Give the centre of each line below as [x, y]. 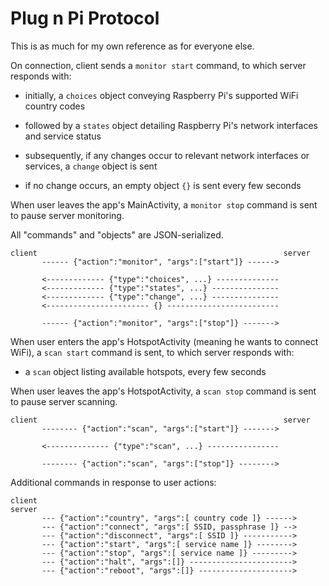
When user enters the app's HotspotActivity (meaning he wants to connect [164, 341]
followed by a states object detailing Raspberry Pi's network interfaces [171, 125]
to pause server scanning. [64, 401]
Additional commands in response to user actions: [113, 482]
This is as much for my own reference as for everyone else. [132, 46]
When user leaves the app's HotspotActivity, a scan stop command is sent [163, 391]
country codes [55, 106]
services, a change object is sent [91, 166]
